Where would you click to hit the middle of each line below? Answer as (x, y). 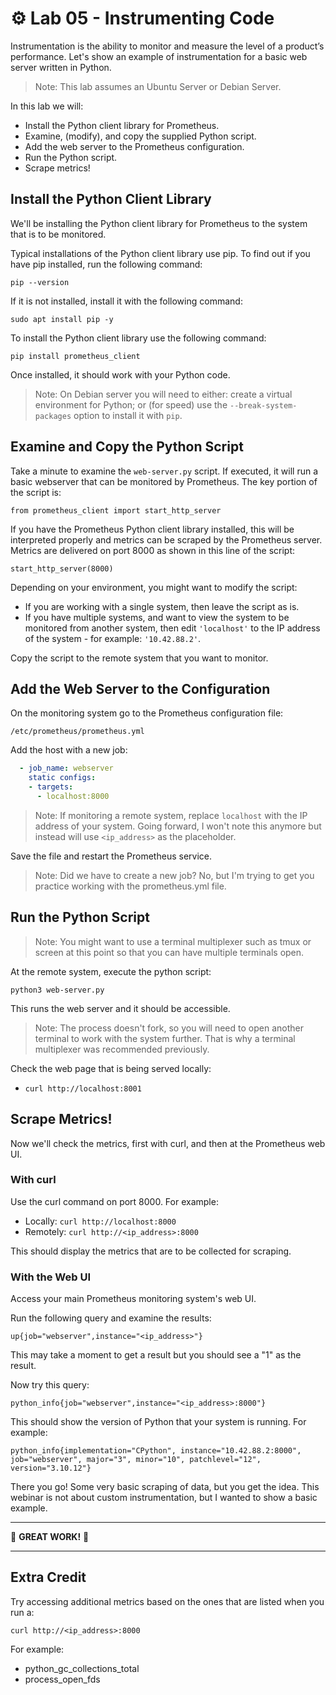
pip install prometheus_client (75, 356)
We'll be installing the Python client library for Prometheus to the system (159, 223)
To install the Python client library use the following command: (138, 338)
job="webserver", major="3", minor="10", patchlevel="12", (136, 1460)
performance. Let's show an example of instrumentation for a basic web (159, 56)
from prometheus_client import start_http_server (116, 510)
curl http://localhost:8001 (83, 1088)
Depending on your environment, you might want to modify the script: (154, 587)
